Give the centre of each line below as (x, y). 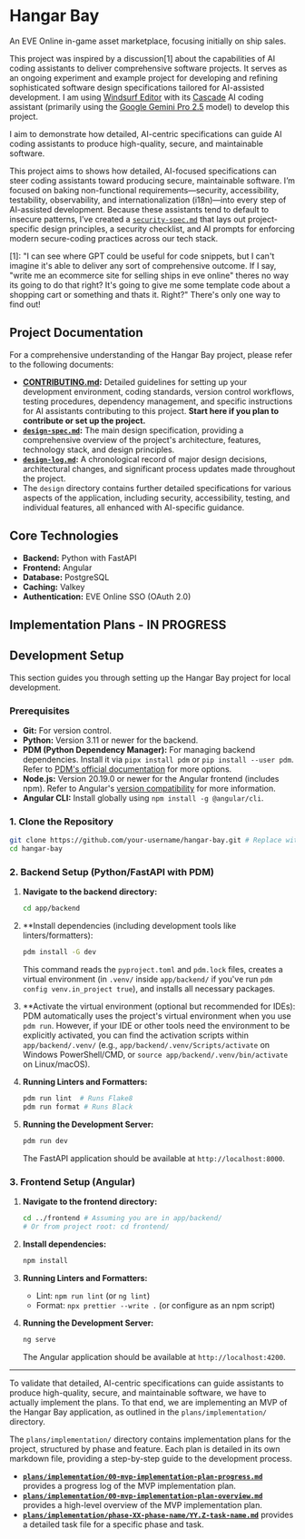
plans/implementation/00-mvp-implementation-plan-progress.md (143, 1476)
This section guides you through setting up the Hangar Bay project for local (150, 677)
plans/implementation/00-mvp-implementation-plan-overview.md (143, 1496)
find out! (25, 304)
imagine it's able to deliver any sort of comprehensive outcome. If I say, (143, 265)
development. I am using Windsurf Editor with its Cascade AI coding (137, 97)
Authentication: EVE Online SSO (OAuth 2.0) (107, 597)
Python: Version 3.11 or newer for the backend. (110, 740)
